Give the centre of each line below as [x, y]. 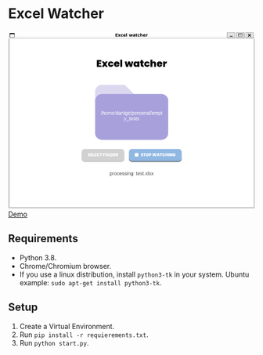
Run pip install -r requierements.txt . [84, 335]
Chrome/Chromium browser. [65, 266]
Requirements [43, 239]
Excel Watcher [56, 14]
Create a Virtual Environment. [67, 326]
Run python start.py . [54, 342]
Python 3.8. [38, 257]
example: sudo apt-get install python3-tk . [90, 282]
